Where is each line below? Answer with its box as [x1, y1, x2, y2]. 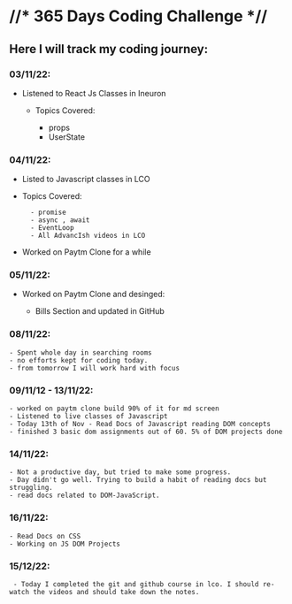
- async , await [30, 216, 90, 225]
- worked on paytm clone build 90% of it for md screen [9, 404, 219, 413]
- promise [30, 208, 66, 218]
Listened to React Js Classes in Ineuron [21, 88, 166, 98]
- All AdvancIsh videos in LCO [30, 232, 146, 241]
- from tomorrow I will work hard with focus [9, 363, 180, 372]
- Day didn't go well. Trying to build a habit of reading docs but [9, 476, 267, 485]
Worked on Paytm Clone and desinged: [21, 289, 165, 300]
